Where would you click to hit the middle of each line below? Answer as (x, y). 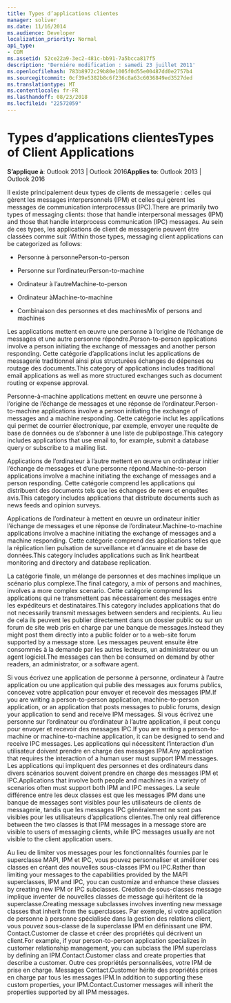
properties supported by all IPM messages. (68, 992)
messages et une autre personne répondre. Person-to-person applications (112, 339)
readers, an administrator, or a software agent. (73, 664)
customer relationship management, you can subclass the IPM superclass (112, 948)
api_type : (21, 46)
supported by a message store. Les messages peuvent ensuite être (103, 642)
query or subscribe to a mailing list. (57, 447)
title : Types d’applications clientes (63, 13)
